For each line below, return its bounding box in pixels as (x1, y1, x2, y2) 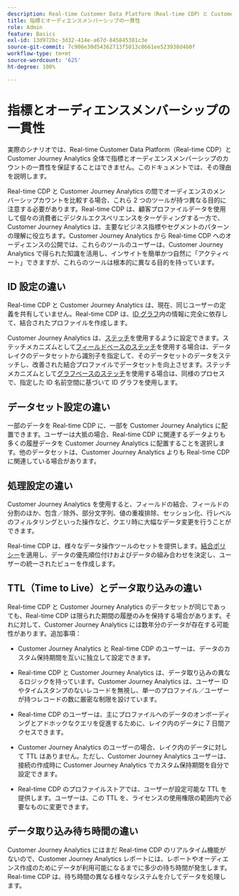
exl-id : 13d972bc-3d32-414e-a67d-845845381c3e (7, 37, 148, 44)
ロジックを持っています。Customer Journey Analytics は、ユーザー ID (23, 677, 229, 686)
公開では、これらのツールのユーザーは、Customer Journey (50, 240, 224, 249)
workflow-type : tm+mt (7, 50, 72, 58)
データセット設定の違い (7, 401, 110, 413)
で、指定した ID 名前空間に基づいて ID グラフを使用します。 (7, 378, 182, 387)
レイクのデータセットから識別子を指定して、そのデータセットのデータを (7, 351, 219, 360)
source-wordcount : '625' (7, 57, 81, 64)
